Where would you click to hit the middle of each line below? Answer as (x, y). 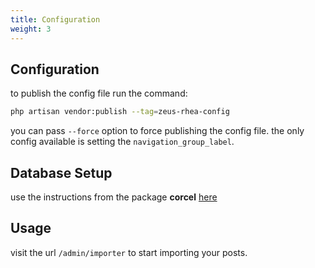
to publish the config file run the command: (99, 93)
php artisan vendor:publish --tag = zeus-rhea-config (120, 112)
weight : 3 (31, 29)
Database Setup (61, 172)
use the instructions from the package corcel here (114, 197)
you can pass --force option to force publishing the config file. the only (157, 131)
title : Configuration (55, 19)
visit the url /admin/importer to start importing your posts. (129, 252)
